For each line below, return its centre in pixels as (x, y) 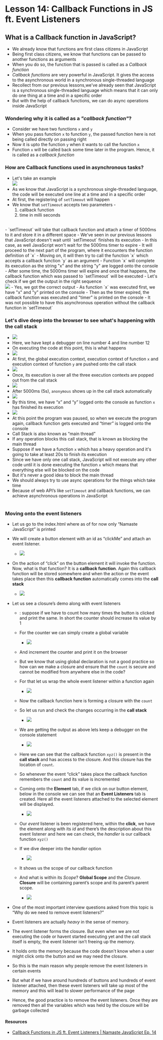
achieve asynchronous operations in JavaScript (60, 495)
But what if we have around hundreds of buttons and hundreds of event (84, 980)
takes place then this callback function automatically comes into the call (85, 579)
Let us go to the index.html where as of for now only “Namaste (75, 524)
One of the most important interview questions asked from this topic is (83, 907)
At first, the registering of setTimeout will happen (61, 199)
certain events (27, 971)
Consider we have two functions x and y (52, 129)
